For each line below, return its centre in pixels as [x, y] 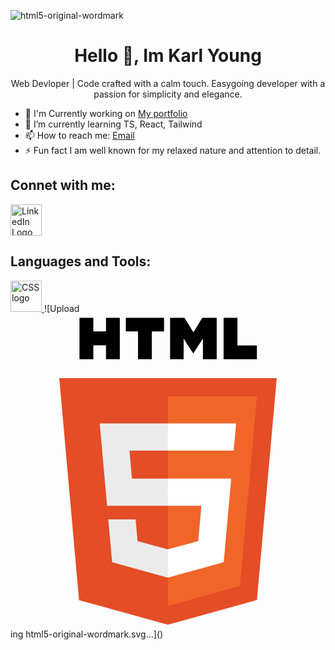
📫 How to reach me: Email [79, 135]
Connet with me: [63, 185]
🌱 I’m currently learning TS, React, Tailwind [113, 124]
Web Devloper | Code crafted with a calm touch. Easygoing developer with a [168, 83]
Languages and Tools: [81, 261]
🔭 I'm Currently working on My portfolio [106, 113]
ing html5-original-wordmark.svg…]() [87, 634]
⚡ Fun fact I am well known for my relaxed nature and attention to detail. [173, 150]
